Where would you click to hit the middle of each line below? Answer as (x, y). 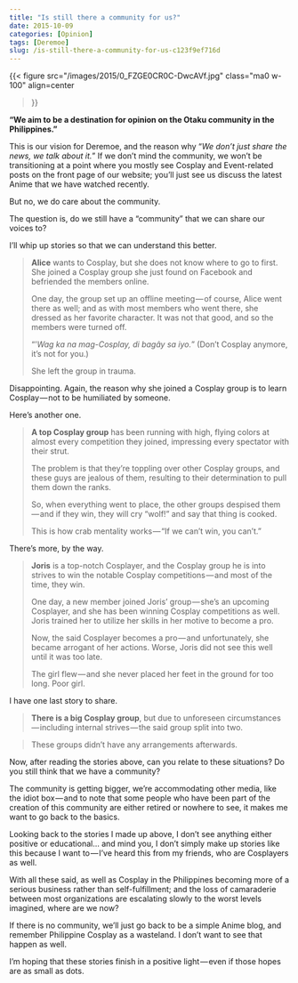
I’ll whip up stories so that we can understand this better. (113, 246)
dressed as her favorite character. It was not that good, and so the (152, 318)
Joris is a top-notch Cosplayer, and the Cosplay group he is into (148, 566)
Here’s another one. (45, 415)
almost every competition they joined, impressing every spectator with (160, 442)
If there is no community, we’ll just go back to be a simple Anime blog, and (145, 925)
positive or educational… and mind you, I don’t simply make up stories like (145, 844)
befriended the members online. (90, 282)
